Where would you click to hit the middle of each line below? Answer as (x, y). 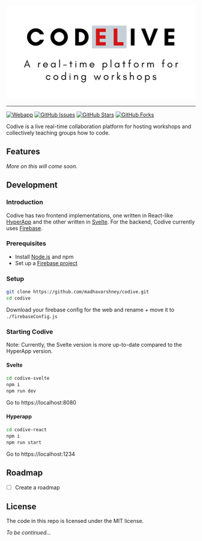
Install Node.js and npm (44, 257)
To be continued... (29, 533)
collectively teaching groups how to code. (58, 133)
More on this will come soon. (42, 166)
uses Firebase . (25, 228)
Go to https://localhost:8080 (41, 402)
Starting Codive (30, 331)
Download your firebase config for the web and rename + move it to (90, 310)
